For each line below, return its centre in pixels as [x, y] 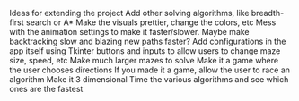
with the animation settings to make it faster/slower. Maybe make [129, 32]
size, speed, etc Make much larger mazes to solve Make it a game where [144, 60]
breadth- [268, 13]
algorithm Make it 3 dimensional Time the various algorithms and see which [149, 79]
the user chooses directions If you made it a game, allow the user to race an [149, 70]
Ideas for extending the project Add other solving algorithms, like [129, 13]
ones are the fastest [46, 89]
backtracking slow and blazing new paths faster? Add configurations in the [148, 41]
